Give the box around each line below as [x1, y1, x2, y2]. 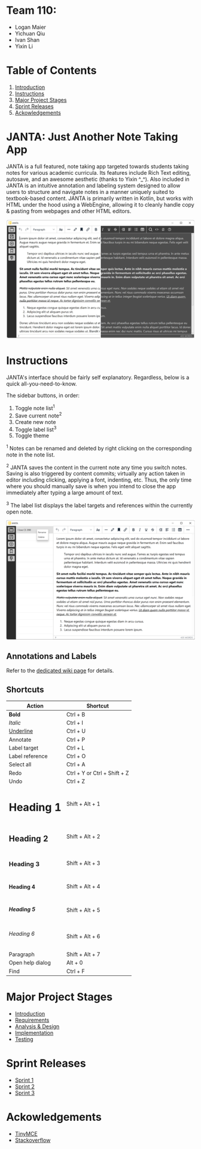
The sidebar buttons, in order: [6, 392, 80, 399]
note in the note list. [6, 451, 55, 458]
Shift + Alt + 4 [66, 883, 100, 890]
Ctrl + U [66, 727, 86, 735]
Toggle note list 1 [14, 404, 55, 411]
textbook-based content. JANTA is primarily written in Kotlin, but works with [6, 195, 193, 202]
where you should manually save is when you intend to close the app [6, 483, 176, 490]
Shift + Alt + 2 [66, 832, 100, 840]
